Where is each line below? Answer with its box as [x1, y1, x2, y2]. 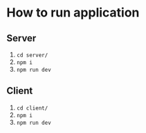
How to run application [6, 5, 140, 21]
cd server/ [16, 52, 48, 59]
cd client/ [16, 105, 48, 112]
